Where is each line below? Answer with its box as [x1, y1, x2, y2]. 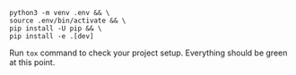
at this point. [9, 57, 56, 67]
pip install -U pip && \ [9, 24, 102, 33]
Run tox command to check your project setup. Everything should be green [9, 47, 288, 58]
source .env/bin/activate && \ [9, 16, 126, 25]
